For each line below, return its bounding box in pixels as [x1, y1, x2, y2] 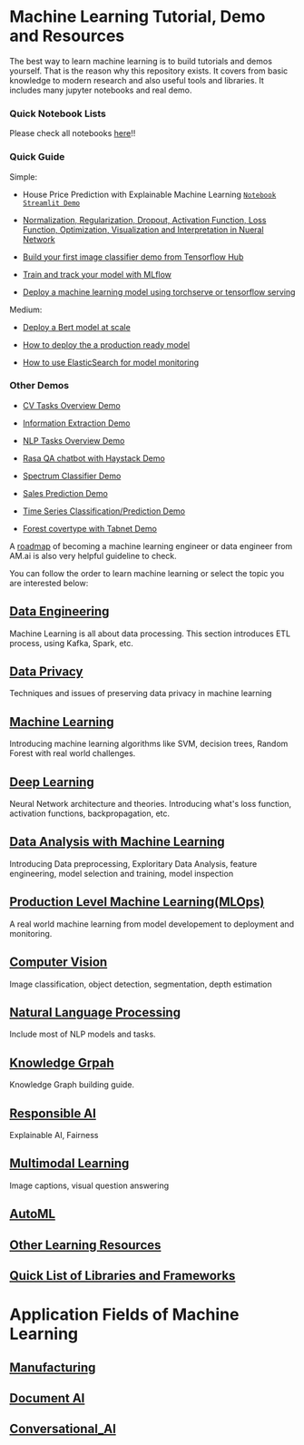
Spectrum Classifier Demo [22, 470, 122, 481]
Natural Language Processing [9, 1005, 181, 1020]
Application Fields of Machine [9, 1304, 240, 1325]
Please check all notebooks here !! [9, 128, 136, 139]
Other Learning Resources [9, 1237, 162, 1253]
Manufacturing [9, 1360, 96, 1375]
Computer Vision [9, 955, 108, 970]
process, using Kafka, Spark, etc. [9, 637, 134, 648]
